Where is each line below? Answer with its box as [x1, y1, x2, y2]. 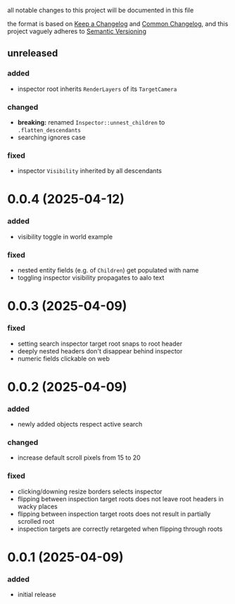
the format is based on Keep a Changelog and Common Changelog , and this [7, 20, 229, 27]
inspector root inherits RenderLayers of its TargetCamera [17, 84, 177, 93]
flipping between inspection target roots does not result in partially [17, 510, 211, 518]
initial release [17, 591, 56, 599]
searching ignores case [17, 133, 86, 141]
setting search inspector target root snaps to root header [17, 339, 183, 348]
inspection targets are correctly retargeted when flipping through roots [17, 524, 223, 533]
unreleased [7, 47, 58, 59]
